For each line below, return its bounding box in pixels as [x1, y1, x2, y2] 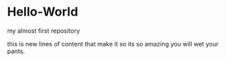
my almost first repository [7, 27, 81, 35]
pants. [7, 47, 25, 55]
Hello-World [7, 4, 79, 20]
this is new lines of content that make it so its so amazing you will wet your [7, 40, 219, 48]
